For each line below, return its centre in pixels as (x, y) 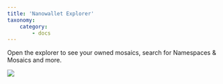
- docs (42, 33)
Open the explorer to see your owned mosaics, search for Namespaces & (112, 53)
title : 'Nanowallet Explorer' (51, 14)
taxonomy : (21, 20)
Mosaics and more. (35, 60)
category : (34, 26)
